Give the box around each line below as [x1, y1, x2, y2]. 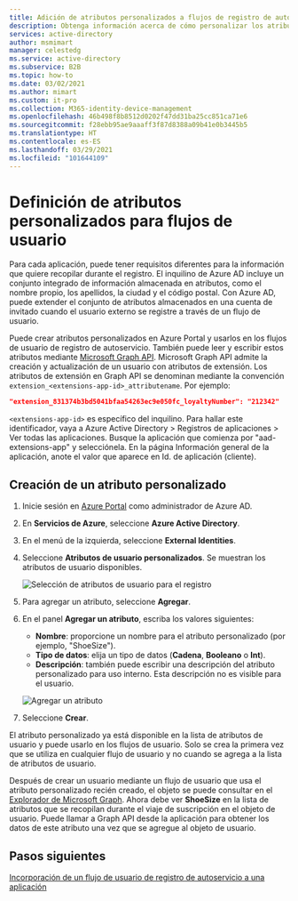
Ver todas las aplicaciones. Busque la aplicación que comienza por [9, 432, 254, 443]
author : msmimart [9, 37, 74, 47]
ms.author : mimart [9, 87, 77, 96]
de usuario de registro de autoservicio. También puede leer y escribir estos [9, 342, 284, 353]
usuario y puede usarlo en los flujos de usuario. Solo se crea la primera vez [9, 739, 285, 750]
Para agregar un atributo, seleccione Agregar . [21, 597, 192, 607]
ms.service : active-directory [9, 54, 122, 63]
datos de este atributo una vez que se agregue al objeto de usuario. [9, 823, 257, 833]
